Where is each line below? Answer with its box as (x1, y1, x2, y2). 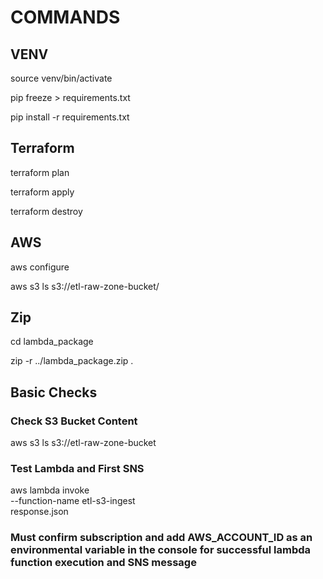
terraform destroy (10, 205, 83, 217)
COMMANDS (10, 6, 121, 29)
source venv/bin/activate (10, 72, 113, 84)
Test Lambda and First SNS (10, 462, 145, 476)
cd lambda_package (10, 336, 94, 348)
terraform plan (10, 166, 70, 178)
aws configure (10, 261, 70, 273)
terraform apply (10, 186, 75, 198)
